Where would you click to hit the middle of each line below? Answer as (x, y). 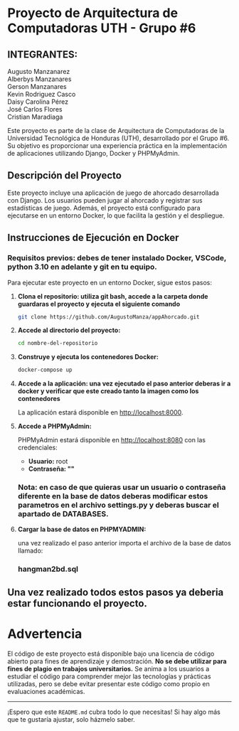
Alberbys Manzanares (39, 79)
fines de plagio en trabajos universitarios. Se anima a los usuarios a (108, 668)
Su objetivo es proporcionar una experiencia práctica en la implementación (117, 146)
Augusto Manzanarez (39, 71)
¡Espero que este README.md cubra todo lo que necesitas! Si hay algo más (114, 712)
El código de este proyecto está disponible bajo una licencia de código (111, 653)
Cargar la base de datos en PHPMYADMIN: (82, 529)
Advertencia (45, 634)
